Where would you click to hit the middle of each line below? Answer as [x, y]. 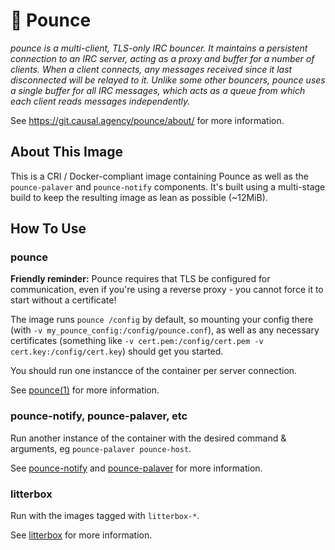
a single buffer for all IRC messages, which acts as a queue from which [158, 90]
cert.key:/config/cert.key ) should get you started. [117, 351]
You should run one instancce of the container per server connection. [154, 371]
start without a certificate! [63, 300]
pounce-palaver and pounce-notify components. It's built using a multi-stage [168, 186]
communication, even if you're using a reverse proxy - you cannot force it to [167, 290]
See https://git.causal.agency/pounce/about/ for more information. [147, 120]
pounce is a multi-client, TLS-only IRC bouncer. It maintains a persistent [159, 48]
